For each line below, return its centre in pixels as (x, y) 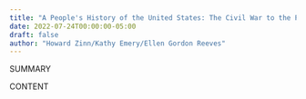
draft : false (34, 35)
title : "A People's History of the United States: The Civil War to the (150, 18)
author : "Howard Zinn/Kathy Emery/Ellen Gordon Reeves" (117, 43)
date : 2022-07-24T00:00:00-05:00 (73, 26)
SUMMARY (31, 69)
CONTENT (29, 86)
